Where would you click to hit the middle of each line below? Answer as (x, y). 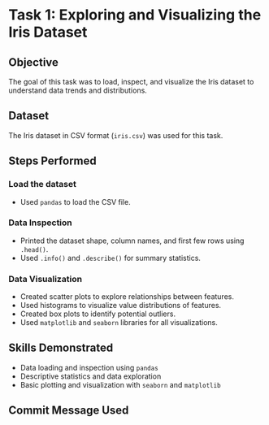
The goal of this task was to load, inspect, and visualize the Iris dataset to (131, 82)
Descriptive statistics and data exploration (91, 376)
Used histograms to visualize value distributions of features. (121, 306)
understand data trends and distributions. (78, 90)
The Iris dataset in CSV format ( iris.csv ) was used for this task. (116, 135)
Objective (34, 62)
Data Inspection (41, 223)
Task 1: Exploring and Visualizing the (135, 15)
